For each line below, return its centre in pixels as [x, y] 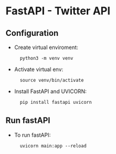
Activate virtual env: [39, 69]
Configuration [32, 33]
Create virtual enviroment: [46, 47]
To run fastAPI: [32, 135]
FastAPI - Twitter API [58, 11]
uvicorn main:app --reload [53, 146]
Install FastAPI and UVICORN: [50, 91]
